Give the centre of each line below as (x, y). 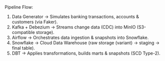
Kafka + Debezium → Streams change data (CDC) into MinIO (74, 27)
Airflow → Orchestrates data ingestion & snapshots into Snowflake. (80, 37)
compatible (23, 32)
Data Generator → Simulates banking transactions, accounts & (75, 16)
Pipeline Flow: (19, 7)
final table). (23, 48)
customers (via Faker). (35, 22)
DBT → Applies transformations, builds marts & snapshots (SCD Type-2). (86, 53)
